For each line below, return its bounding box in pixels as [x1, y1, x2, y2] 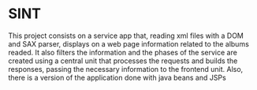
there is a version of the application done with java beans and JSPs [8, 73, 226, 82]
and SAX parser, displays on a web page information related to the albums [8, 39, 250, 48]
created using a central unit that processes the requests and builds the [8, 56, 238, 66]
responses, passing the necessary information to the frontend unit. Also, [8, 64, 244, 73]
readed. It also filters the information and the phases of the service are [8, 47, 238, 57]
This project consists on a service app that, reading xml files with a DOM [8, 31, 244, 40]
